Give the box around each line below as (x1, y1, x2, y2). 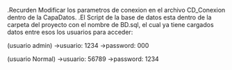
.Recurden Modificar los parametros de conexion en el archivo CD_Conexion (7, 6, 226, 14)
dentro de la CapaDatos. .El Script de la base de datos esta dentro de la (7, 13, 212, 21)
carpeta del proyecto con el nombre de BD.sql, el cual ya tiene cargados (7, 21, 214, 28)
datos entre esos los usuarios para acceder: (7, 28, 133, 36)
